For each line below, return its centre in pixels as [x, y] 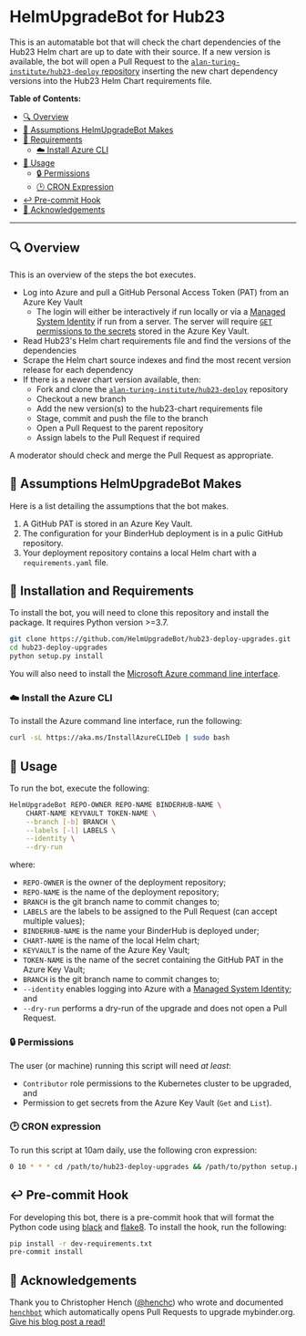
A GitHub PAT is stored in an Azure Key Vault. [107, 523]
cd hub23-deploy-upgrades [58, 648]
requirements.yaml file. [66, 562]
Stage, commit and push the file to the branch [122, 418]
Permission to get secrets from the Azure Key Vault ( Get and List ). [147, 1103]
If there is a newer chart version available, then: [112, 379]
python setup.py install [56, 657]
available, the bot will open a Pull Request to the [99, 61]
